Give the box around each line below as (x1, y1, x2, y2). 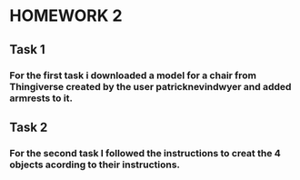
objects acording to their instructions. (9, 158, 180, 171)
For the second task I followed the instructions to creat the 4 (9, 146, 282, 159)
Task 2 (9, 119, 48, 135)
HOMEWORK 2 (9, 5, 123, 26)
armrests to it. (9, 92, 73, 105)
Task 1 (9, 42, 45, 57)
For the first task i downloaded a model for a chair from (9, 69, 257, 82)
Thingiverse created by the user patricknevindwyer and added (9, 80, 292, 93)
